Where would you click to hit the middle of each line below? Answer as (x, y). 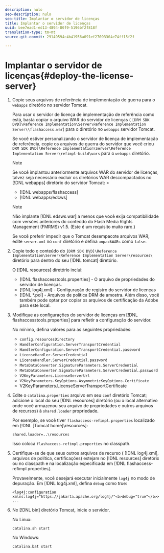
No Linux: (22, 519)
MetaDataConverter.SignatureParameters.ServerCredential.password (89, 370)
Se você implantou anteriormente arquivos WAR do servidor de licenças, (85, 172)
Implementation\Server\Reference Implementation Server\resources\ (82, 255)
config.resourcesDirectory (47, 339)
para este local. (35, 305)
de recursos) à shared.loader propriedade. (55, 411)
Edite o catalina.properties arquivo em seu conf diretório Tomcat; (80, 395)
